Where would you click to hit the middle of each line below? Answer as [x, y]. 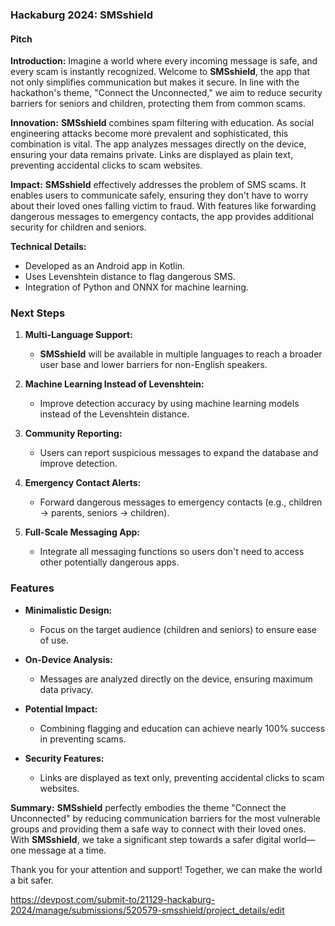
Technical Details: [48, 247]
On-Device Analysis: [68, 659]
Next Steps [38, 313]
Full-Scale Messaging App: [82, 532]
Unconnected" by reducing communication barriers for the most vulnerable [165, 818]
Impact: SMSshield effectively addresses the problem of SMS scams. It [158, 185]
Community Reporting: [73, 434]
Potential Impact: [61, 709]
